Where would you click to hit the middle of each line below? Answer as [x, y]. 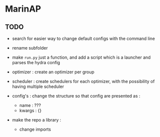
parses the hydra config [36, 62]
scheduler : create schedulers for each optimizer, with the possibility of [83, 81]
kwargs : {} [30, 111]
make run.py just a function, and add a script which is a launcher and [81, 57]
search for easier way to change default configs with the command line [83, 38]
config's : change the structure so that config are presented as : [76, 96]
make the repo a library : [37, 120]
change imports [35, 129]
